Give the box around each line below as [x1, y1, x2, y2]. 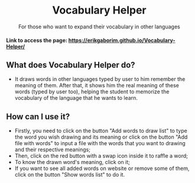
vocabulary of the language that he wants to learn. [14, 94, 138, 102]
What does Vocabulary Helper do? [6, 60, 135, 70]
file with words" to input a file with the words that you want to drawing [14, 140, 186, 147]
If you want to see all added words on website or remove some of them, [14, 165, 190, 172]
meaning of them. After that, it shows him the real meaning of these [14, 82, 179, 89]
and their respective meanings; [14, 146, 90, 153]
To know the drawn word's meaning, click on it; [14, 159, 130, 166]
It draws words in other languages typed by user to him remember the [14, 76, 186, 83]
